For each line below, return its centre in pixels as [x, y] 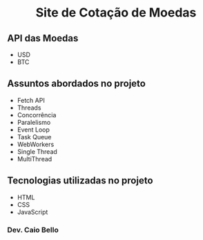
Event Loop [33, 130]
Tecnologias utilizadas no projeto [80, 181]
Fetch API [31, 100]
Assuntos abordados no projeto [77, 84]
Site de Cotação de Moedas [116, 13]
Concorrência [37, 114]
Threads [29, 108]
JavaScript [32, 212]
